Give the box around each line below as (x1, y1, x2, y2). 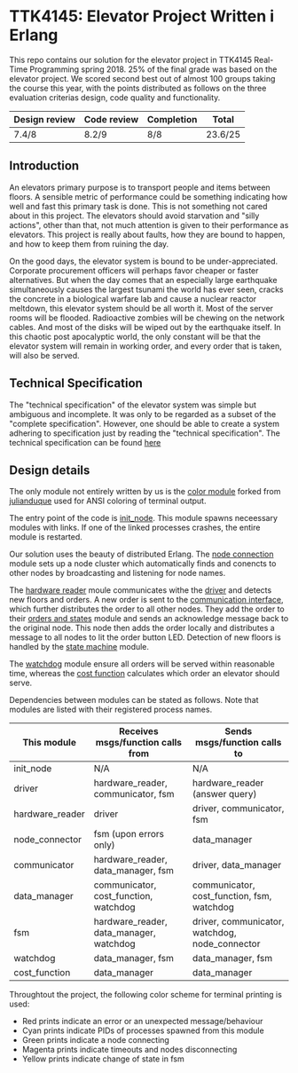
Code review (83, 113, 139, 125)
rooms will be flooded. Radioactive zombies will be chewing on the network (9, 312, 286, 323)
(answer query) (192, 788, 257, 801)
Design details (9, 462, 90, 477)
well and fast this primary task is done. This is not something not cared (9, 201, 268, 211)
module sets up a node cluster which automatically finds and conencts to (9, 558, 277, 569)
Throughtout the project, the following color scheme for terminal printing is (9, 990, 282, 1000)
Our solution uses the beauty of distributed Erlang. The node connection (9, 548, 274, 560)
